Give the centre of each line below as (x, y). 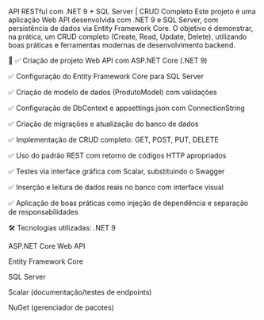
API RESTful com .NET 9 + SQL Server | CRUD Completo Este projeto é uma (132, 11)
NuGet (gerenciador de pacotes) (61, 307)
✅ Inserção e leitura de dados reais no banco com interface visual (116, 187)
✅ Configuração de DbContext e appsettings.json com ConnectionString (127, 108)
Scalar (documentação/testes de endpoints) (80, 292)
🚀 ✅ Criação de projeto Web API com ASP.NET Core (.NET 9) (108, 60)
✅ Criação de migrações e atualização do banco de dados (103, 124)
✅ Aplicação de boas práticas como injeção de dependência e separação (128, 203)
